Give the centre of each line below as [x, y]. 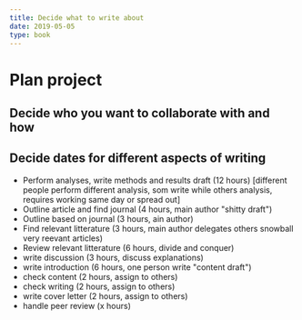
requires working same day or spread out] [101, 199]
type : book [30, 35]
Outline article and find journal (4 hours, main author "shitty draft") [147, 209]
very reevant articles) [62, 238]
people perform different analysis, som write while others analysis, [147, 190]
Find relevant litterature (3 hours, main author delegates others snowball [158, 228]
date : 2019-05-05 [42, 26]
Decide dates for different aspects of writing [138, 159]
